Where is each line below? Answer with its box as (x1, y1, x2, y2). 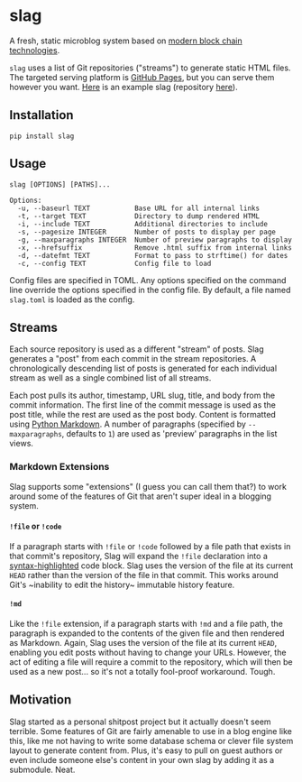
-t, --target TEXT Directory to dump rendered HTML (17, 211, 260, 221)
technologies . (9, 44, 60, 55)
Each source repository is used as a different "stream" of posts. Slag (9, 344, 264, 354)
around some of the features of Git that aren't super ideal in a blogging (9, 491, 272, 501)
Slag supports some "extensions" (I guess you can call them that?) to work (9, 481, 287, 492)
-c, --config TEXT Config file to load (17, 259, 212, 268)
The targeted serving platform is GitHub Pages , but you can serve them (9, 71, 275, 82)
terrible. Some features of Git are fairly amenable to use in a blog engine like (9, 725, 293, 736)
